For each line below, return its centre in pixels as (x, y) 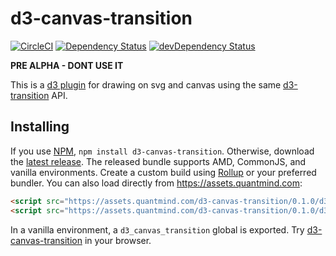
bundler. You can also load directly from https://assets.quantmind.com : (156, 183)
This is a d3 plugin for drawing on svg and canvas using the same (146, 84)
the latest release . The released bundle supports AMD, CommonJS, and (158, 161)
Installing (40, 127)
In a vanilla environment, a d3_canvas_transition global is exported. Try (157, 229)
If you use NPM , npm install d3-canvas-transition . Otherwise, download (162, 151)
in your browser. (118, 240)
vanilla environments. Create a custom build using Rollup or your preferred (163, 172)
